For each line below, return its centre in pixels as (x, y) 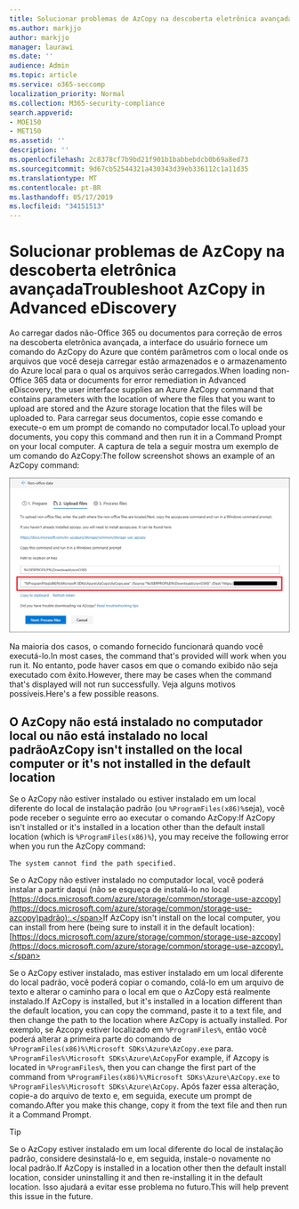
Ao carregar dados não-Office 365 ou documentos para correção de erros (146, 333)
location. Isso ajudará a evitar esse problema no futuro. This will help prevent (149, 1187)
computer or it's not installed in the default (130, 764)
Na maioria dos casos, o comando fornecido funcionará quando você (137, 647)
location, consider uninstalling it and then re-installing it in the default (136, 1177)
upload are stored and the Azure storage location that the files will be (136, 408)
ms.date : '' (31, 56)
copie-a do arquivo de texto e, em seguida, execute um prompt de (130, 1095)
